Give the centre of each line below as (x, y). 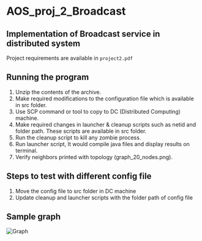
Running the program (48, 77)
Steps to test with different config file (79, 176)
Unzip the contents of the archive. (58, 92)
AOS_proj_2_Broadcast (66, 11)
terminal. (26, 150)
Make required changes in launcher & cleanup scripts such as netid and (106, 124)
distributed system (43, 43)
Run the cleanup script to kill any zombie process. (78, 137)
